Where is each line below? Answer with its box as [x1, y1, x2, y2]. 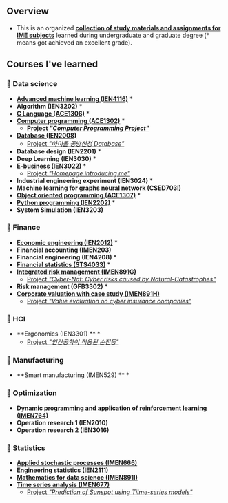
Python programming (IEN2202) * [16, 198, 116, 206]
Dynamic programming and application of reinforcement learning [16, 404, 207, 412]
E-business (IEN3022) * [16, 162, 87, 170]
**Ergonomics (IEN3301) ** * [16, 330, 101, 338]
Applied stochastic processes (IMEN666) [16, 458, 138, 467]
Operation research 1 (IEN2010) [16, 418, 108, 427]
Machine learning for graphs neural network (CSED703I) [16, 184, 182, 192]
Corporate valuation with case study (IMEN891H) [16, 289, 160, 298]
